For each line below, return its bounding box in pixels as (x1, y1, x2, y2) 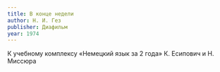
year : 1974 (7, 30, 39, 37)
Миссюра (7, 57, 37, 66)
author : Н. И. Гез (7, 17, 61, 24)
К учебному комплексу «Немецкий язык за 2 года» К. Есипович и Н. (7, 49, 214, 58)
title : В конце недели (7, 10, 74, 18)
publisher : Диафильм (7, 23, 68, 30)
